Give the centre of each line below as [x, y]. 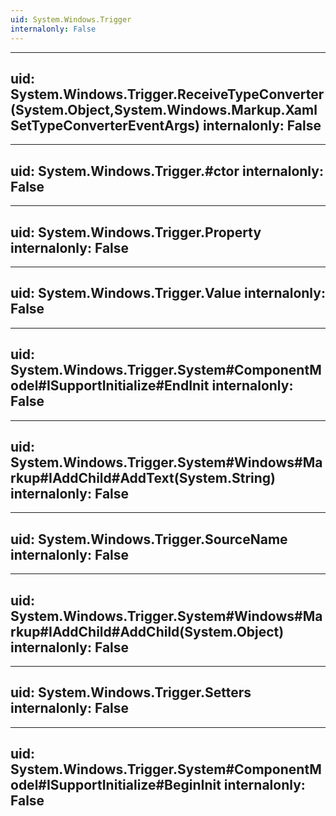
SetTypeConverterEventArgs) [105, 125]
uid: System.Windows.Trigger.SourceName [149, 539]
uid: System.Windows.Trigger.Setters [131, 692]
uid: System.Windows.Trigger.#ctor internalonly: [167, 171]
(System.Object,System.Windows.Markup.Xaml [164, 109]
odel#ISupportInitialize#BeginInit [116, 785]
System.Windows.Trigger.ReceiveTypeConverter [167, 94]
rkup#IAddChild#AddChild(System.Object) [147, 631]
